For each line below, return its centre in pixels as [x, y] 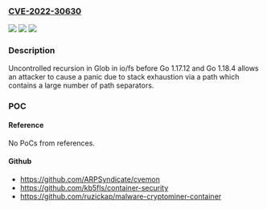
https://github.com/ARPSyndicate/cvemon [90, 179]
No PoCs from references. [51, 143]
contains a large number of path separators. [81, 85]
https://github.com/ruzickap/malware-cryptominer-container [121, 196]
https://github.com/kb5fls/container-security [94, 187]
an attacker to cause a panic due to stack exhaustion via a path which [124, 76]
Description [32, 51]
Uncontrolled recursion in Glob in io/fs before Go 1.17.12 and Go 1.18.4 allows [133, 68]
